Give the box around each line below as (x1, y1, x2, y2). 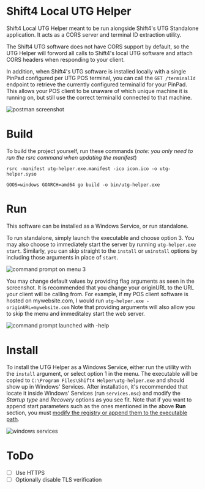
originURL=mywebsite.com (6, 304, 70, 310)
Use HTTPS (15, 469, 45, 476)
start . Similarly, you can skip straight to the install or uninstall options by (6, 247, 198, 255)
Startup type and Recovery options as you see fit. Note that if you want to (6, 396, 192, 403)
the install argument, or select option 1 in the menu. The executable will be (6, 370, 198, 377)
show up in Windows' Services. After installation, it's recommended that (6, 383, 188, 390)
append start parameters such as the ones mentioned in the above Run (6, 402, 186, 409)
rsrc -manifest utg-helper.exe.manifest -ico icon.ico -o (6, 165, 157, 172)
